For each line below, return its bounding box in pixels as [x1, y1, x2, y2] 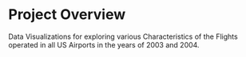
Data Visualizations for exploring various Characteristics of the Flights [8, 32, 238, 41]
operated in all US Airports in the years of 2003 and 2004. [8, 40, 200, 49]
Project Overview [8, 6, 126, 24]
